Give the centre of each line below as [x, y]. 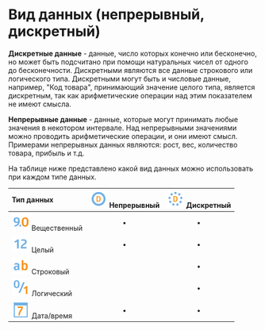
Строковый [50, 272]
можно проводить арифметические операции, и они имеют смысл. [123, 136]
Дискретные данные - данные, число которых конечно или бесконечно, [133, 53]
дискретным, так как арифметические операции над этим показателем [130, 95]
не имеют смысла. [40, 104]
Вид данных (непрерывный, [106, 15]
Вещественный [57, 228]
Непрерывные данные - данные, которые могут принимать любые [123, 119]
